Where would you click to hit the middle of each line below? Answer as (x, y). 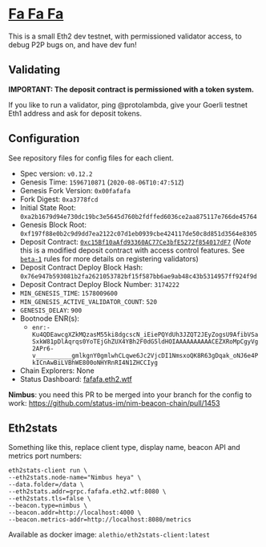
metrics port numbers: (45, 456)
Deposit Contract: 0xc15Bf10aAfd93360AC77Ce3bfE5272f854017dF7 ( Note (135, 241)
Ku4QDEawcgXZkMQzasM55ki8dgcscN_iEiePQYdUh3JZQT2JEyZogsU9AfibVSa (145, 334)
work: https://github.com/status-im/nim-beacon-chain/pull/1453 (114, 403)
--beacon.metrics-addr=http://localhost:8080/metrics (100, 520)
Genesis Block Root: (53, 225)
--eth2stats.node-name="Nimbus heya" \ (75, 478)
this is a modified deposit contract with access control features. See (132, 250)
